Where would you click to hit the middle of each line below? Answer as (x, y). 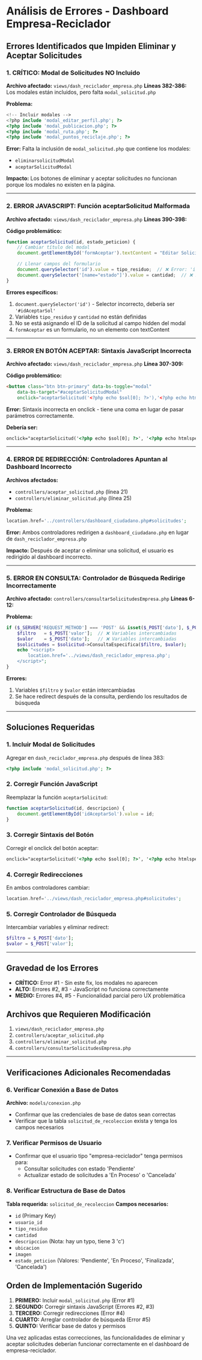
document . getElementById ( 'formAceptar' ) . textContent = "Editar (98, 253)
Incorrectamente (31, 585)
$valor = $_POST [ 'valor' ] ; (40, 943)
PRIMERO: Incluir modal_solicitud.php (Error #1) (75, 1300)
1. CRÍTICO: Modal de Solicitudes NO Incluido (73, 72)
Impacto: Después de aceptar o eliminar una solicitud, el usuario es (90, 550)
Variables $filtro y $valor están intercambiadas (75, 690)
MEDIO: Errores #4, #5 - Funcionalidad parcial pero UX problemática (100, 995)
